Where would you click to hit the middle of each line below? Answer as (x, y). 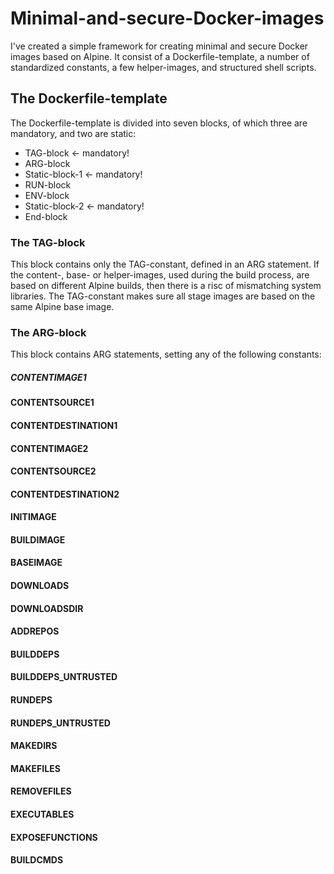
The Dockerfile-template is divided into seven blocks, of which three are (159, 123)
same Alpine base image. (62, 307)
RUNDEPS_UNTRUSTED (60, 723)
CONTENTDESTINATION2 (65, 494)
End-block (46, 216)
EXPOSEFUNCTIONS (54, 837)
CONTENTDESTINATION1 (64, 425)
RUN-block (48, 184)
